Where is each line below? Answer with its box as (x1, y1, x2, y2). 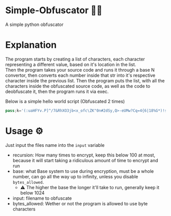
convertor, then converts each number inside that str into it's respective (5, 72, 156, 78)
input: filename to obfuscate (12, 195, 72, 201)
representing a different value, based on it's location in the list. (5, 61, 136, 68)
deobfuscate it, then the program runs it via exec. (5, 88, 109, 95)
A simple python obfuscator (5, 21, 64, 27)
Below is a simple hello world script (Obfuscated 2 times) (5, 98, 125, 104)
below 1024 (20, 190, 45, 196)
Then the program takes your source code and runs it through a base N (5, 67, 155, 73)
